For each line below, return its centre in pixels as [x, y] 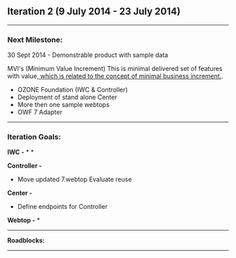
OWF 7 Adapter [40, 112]
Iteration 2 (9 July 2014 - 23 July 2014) [94, 12]
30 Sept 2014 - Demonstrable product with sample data [88, 55]
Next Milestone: [35, 39]
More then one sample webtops [64, 105]
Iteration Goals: [34, 137]
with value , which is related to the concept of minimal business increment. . [115, 76]
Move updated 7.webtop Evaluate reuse [74, 179]
